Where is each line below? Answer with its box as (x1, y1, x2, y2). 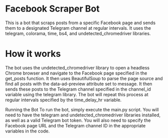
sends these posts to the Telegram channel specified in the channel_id (5, 86, 151, 92)
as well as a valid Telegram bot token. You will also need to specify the (5, 117, 151, 123)
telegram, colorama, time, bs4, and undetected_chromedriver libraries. (5, 30, 151, 36)
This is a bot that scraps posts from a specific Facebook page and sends (5, 20, 156, 26)
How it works (5, 48, 61, 59)
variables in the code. (5, 128, 50, 134)
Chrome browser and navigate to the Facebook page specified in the (5, 70, 147, 76)
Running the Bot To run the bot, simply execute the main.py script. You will (5, 106, 159, 112)
